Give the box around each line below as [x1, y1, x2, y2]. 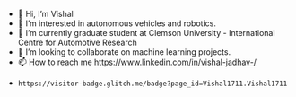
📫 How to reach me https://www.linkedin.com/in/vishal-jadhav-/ [17, 57, 257, 67]
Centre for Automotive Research [17, 37, 137, 48]
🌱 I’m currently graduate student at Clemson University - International [17, 28, 275, 38]
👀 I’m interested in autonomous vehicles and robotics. [17, 18, 217, 29]
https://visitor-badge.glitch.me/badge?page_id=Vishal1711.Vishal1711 [17, 79, 288, 88]
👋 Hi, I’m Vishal [17, 9, 74, 19]
